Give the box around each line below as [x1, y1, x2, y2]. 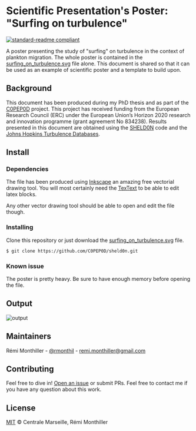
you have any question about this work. [6, 386, 102, 393]
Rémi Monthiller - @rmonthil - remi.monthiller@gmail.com [6, 347, 146, 354]
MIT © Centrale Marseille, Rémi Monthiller [6, 419, 108, 426]
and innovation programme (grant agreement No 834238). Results [6, 118, 167, 125]
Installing [6, 223, 34, 231]
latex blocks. [6, 191, 37, 198]
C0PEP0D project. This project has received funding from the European [6, 105, 180, 112]
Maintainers [6, 331, 52, 342]
